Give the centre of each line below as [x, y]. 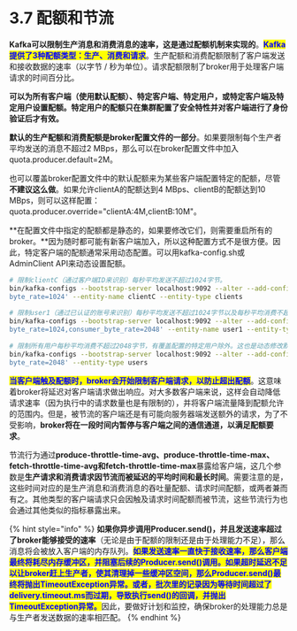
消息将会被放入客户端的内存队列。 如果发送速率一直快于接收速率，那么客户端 [148, 550]
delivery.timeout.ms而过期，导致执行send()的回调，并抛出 [118, 595]
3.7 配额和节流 [62, 18]
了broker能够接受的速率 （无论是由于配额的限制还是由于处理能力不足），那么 [147, 540]
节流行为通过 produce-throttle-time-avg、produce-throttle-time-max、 [142, 454]
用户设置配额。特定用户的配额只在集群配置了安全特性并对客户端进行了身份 [152, 107]
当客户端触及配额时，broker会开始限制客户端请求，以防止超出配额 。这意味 [145, 381]
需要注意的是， [260, 477]
